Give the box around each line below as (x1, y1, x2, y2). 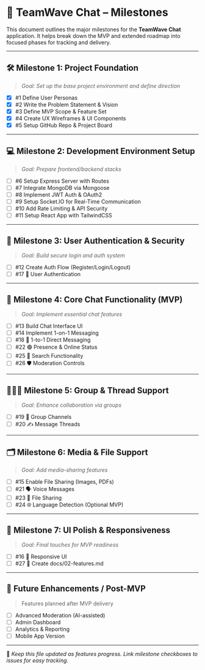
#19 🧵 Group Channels (15, 413, 72, 421)
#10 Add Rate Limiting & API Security (15, 205, 108, 213)
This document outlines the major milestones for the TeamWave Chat (6, 26, 181, 33)
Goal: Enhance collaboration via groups (21, 401, 122, 409)
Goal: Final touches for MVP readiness (21, 541, 119, 548)
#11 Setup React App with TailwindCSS (15, 212, 112, 219)
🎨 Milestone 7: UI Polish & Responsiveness (6, 525, 171, 535)
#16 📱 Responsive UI (15, 553, 67, 560)
